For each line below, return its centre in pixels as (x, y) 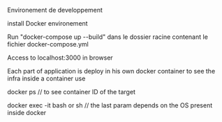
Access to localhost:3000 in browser (60, 58)
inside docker (27, 113)
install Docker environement (48, 23)
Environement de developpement (55, 10)
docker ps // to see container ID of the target (72, 92)
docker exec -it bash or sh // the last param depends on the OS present (110, 105)
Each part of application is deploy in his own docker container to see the (111, 71)
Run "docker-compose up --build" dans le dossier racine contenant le (108, 37)
